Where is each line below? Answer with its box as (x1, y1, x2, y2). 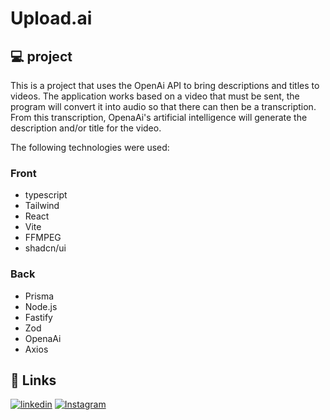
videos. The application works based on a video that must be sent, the (10, 90, 300, 102)
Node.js (24, 300, 58, 312)
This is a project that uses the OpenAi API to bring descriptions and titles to (10, 80, 320, 91)
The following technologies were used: (10, 142, 170, 153)
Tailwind (24, 200, 60, 212)
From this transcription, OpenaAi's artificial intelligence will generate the (10, 112, 308, 123)
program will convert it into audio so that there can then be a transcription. (10, 101, 317, 112)
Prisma (24, 290, 55, 302)
